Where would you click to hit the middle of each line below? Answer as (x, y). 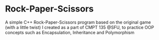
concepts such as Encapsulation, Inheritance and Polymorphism (70, 32)
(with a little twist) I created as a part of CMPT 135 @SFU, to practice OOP (79, 27)
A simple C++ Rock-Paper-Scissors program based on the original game (78, 22)
